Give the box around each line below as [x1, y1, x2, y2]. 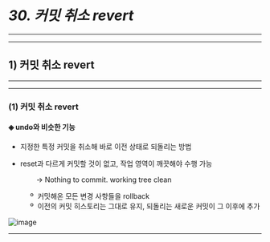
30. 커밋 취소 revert [8, 6, 134, 25]
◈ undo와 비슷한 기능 [8, 123, 76, 132]
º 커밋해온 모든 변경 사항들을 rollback [30, 191, 150, 200]
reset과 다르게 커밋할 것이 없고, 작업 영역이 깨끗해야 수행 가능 [19, 159, 213, 168]
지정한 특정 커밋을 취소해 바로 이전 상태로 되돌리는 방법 [19, 141, 192, 151]
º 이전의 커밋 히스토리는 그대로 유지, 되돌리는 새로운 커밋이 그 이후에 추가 [30, 201, 260, 211]
